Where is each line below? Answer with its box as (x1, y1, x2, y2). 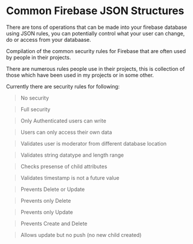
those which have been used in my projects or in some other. (6, 71, 154, 78)
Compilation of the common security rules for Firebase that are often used (6, 47, 187, 54)
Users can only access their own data (20, 128, 112, 136)
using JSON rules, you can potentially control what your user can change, (6, 29, 185, 37)
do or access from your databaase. (6, 36, 91, 43)
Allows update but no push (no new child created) (20, 231, 142, 238)
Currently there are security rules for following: (6, 83, 120, 90)
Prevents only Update (20, 208, 74, 216)
